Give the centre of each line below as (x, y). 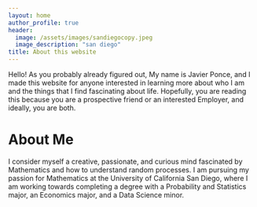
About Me (41, 140)
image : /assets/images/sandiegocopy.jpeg (84, 37)
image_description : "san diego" (68, 45)
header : (21, 30)
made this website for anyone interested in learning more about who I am (127, 83)
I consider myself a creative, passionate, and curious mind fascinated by (125, 161)
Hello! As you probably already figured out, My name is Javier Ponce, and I (129, 74)
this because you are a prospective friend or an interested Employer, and (126, 100)
